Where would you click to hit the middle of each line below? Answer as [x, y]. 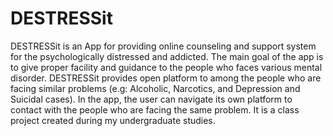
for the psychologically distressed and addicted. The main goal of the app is [167, 56]
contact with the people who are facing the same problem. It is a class [155, 109]
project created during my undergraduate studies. [113, 120]
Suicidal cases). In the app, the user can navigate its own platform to [151, 99]
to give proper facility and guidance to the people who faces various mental [166, 67]
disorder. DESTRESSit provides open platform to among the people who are [166, 78]
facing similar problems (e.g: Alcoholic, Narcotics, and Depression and [155, 88]
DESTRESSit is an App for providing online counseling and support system [163, 46]
